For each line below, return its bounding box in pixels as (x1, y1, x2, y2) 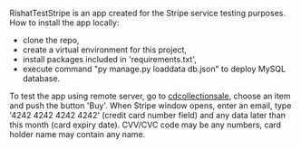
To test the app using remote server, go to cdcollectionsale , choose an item (9, 90, 292, 101)
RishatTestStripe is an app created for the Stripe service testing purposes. (9, 8, 286, 18)
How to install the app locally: (9, 17, 120, 28)
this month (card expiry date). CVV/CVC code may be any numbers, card (9, 119, 282, 130)
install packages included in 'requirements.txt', (22, 54, 197, 64)
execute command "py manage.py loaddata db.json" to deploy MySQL (22, 63, 286, 74)
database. (22, 73, 61, 84)
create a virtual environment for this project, (22, 44, 188, 55)
